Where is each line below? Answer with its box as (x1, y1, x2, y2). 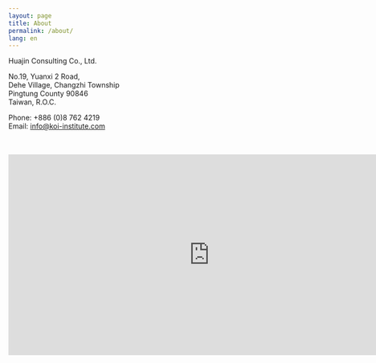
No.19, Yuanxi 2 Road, (8, 71, 80, 81)
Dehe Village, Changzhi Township (8, 80, 121, 90)
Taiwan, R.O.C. (8, 97, 57, 107)
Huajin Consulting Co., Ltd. (8, 56, 97, 66)
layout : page (8, 11, 52, 20)
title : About (8, 19, 52, 27)
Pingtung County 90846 (8, 89, 88, 99)
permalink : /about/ (8, 27, 74, 35)
